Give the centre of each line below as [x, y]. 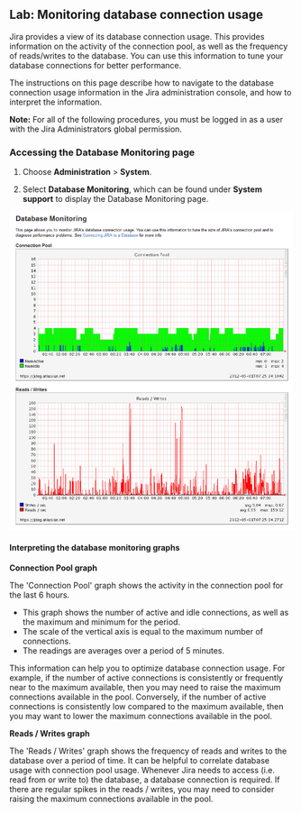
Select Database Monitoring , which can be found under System [142, 189]
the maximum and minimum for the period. [101, 622]
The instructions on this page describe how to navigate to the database [142, 82]
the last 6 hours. [40, 595]
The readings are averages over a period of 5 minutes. [123, 650]
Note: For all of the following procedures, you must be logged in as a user [146, 119]
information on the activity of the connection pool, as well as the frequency [149, 46]
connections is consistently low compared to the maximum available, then [146, 706]
